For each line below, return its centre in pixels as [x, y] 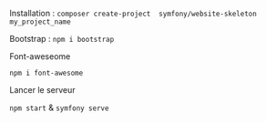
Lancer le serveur [42, 90]
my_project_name [40, 22]
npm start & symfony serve [59, 107]
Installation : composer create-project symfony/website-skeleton [133, 13]
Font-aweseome [40, 56]
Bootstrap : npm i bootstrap [62, 39]
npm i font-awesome [46, 73]
